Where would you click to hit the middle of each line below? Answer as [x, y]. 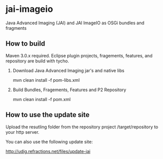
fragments [16, 28]
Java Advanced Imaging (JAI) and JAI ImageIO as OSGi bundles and [75, 23]
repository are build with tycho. [38, 61]
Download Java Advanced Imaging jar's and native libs [69, 70]
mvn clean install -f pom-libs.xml [46, 80]
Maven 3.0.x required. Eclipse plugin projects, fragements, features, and [79, 55]
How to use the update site [48, 115]
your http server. [22, 132]
